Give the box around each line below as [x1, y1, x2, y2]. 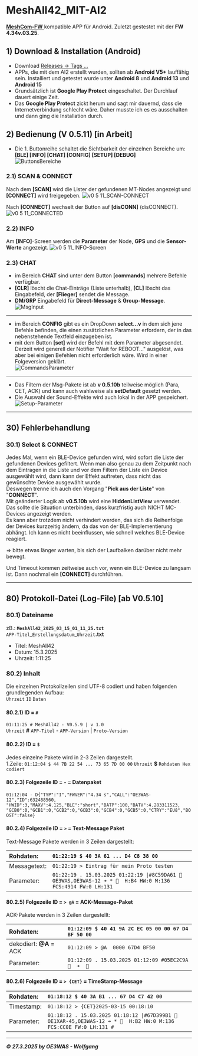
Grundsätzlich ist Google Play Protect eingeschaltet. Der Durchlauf [14, 87, 178, 94]
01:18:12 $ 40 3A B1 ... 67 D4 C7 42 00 [47, 993, 163, 1000]
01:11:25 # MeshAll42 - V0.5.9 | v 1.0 [6, 722, 104, 728]
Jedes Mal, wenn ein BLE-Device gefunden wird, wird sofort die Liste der [6, 454, 184, 461]
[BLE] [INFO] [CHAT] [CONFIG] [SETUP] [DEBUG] [14, 151, 136, 158]
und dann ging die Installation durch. [14, 112, 104, 119]
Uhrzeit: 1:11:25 [14, 654, 51, 661]
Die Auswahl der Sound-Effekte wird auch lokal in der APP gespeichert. [14, 393, 189, 401]
